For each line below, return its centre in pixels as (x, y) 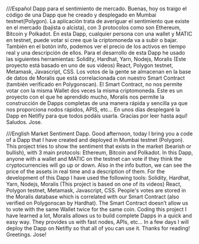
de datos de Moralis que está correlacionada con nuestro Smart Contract (96, 78)
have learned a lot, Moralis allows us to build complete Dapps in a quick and (99, 216)
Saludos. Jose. (24, 122)
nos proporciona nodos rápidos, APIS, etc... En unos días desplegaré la (93, 110)
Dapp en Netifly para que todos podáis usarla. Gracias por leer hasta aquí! (97, 116)
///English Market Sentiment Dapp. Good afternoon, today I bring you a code (99, 134)
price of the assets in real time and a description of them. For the (86, 171)
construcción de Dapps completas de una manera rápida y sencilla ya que (97, 103)
